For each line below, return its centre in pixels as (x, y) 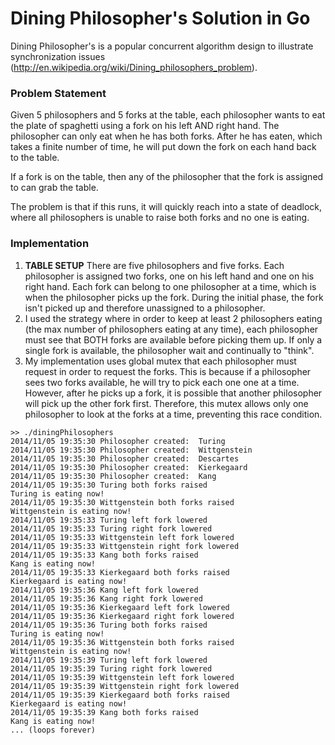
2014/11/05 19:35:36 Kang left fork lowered (104, 590)
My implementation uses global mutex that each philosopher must (160, 361)
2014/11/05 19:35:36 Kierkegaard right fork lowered (122, 616)
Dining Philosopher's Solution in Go (160, 18)
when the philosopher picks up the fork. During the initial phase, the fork (174, 297)
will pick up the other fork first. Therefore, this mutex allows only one (166, 403)
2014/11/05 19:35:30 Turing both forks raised (109, 485)
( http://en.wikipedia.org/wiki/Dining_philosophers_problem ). (134, 67)
